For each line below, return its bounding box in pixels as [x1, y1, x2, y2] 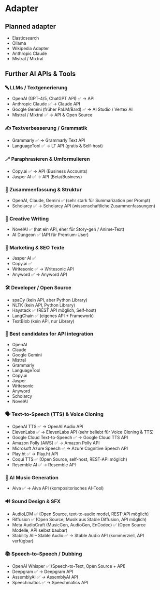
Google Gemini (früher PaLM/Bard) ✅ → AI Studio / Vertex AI [12, 106, 133, 112]
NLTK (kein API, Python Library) [12, 302, 75, 308]
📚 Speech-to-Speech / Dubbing [5, 550, 82, 557]
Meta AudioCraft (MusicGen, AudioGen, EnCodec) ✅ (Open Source [12, 522, 146, 527]
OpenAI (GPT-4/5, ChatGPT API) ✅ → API [12, 95, 95, 101]
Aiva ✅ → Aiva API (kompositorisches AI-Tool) [12, 485, 104, 491]
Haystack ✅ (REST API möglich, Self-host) [12, 307, 97, 313]
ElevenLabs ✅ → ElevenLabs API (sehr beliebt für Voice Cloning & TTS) [12, 429, 154, 435]
